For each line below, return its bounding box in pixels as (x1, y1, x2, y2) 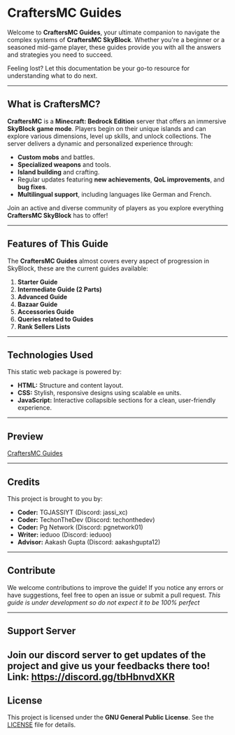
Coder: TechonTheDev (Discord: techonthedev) (17, 516, 155, 523)
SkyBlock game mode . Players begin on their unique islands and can (7, 124, 206, 132)
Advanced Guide (17, 292, 68, 301)
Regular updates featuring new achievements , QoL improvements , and (17, 175, 225, 184)
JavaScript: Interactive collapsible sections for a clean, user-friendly (17, 396, 216, 404)
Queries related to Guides (17, 315, 94, 323)
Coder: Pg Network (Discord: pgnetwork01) (17, 523, 143, 531)
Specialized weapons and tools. (17, 160, 112, 169)
